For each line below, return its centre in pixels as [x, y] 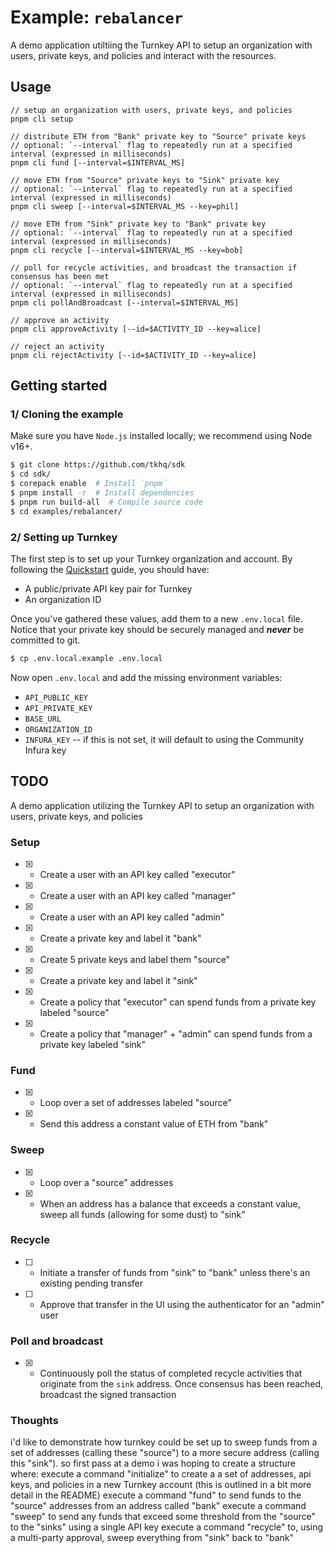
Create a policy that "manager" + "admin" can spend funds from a [176, 1033]
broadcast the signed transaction [108, 1395]
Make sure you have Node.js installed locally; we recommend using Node [161, 436]
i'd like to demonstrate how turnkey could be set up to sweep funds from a [164, 1442]
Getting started [59, 386]
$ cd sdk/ [31, 474]
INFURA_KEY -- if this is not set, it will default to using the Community [164, 739]
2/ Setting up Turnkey [64, 537]
